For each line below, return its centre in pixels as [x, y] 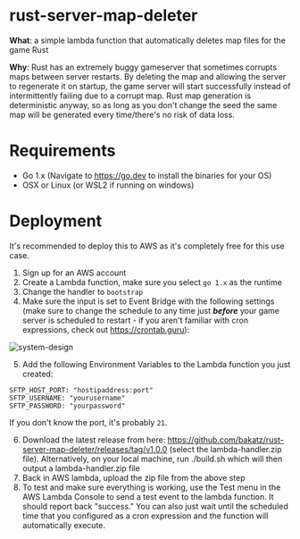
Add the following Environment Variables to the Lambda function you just [156, 364]
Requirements [62, 151]
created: [37, 374]
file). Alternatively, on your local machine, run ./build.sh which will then [152, 459]
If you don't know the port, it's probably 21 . [88, 422]
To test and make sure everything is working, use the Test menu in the [151, 487]
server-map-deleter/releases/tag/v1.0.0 [95, 449]
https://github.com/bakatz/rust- [225, 440]
